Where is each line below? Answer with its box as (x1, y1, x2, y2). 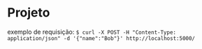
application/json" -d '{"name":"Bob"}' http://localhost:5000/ (7, 35, 196, 42)
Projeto (7, 5, 50, 21)
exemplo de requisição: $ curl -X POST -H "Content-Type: (7, 28, 177, 36)
